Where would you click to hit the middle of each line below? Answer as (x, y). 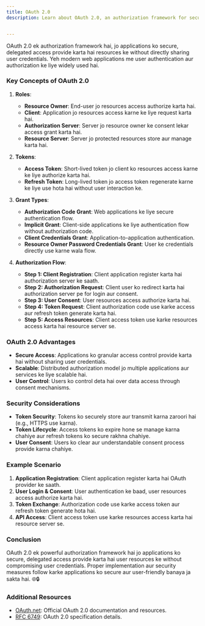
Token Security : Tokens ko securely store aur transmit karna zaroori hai (106, 417)
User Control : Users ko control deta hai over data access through (97, 381)
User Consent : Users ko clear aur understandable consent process (100, 442)
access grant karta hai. (53, 132)
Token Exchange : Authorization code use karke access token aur (97, 504)
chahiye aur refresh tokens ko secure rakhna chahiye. (83, 436)
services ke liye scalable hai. (51, 375)
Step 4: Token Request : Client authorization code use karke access (110, 306)
